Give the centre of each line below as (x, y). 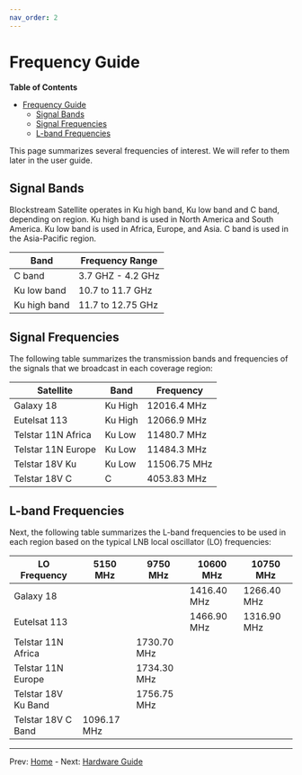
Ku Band (31, 705)
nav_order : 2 (34, 18)
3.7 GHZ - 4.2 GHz (119, 276)
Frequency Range (119, 261)
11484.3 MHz (177, 450)
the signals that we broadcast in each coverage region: (111, 369)
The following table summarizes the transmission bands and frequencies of (149, 359)
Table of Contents (44, 87)
